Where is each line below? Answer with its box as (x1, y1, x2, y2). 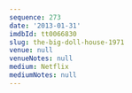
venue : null (9, 46, 53, 55)
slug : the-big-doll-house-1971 (9, 37, 125, 47)
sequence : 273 (9, 12, 62, 22)
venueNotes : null (9, 54, 74, 63)
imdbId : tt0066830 (9, 29, 77, 38)
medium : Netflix (9, 63, 69, 72)
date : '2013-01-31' (9, 21, 82, 30)
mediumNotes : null (9, 71, 77, 80)
